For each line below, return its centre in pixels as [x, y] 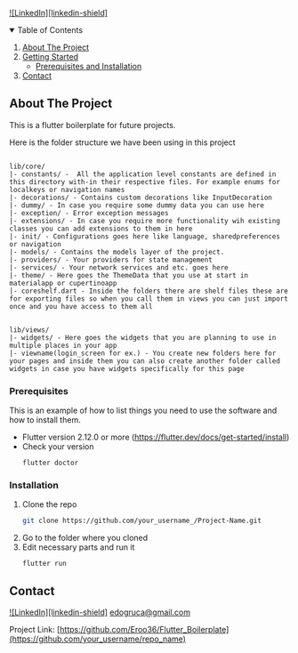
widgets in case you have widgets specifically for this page [127, 368]
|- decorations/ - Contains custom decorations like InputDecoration [141, 198]
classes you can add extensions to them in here [101, 229]
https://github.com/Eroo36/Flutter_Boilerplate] [144, 630]
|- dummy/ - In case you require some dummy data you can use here [137, 205]
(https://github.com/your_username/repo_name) [98, 639]
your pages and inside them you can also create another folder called [145, 361]
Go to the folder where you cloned [85, 538]
